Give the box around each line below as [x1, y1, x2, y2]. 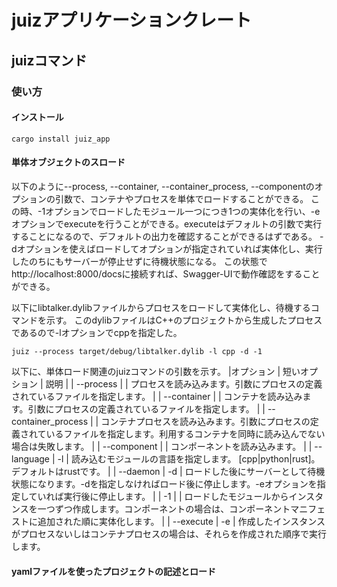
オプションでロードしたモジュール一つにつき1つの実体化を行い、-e [45, 205, 321, 217]
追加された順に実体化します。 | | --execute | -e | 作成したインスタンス [37, 515, 326, 527]
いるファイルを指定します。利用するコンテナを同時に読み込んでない [45, 427, 326, 440]
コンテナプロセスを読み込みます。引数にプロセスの [100, 415, 311, 427]
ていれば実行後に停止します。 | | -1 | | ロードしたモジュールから [28, 490, 289, 502]
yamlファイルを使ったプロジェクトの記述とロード [11, 565, 216, 577]
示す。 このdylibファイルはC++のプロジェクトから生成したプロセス [45, 314, 323, 326]
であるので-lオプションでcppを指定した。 [11, 326, 183, 338]
